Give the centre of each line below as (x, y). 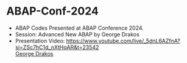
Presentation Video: (40, 41)
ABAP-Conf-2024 (53, 11)
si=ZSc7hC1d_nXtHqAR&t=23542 (57, 47)
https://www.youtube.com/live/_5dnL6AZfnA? (123, 41)
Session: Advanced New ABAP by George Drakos (77, 34)
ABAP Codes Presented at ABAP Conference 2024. (79, 28)
